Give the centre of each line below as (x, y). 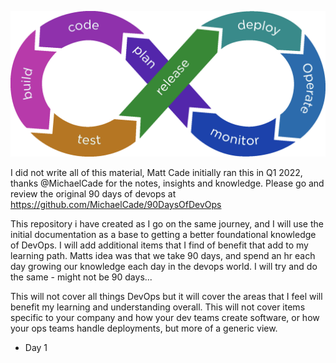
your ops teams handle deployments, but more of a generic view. (144, 328)
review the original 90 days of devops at (93, 194)
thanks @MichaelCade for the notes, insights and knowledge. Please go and (167, 183)
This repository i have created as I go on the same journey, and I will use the (167, 224)
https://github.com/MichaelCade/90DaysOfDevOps (116, 205)
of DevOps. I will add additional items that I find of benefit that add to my (159, 245)
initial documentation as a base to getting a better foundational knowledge (163, 235)
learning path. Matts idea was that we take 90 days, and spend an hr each (163, 256)
